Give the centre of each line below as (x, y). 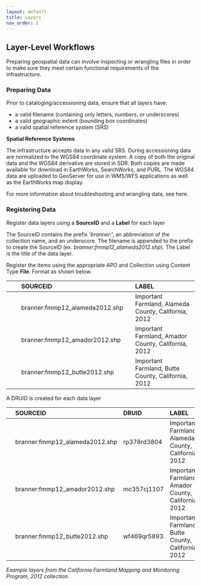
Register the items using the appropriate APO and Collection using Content (98, 265)
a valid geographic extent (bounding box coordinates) (81, 121)
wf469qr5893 (143, 536)
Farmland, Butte (157, 368)
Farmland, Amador (161, 336)
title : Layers (24, 17)
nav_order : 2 (22, 23)
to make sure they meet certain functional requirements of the (83, 68)
